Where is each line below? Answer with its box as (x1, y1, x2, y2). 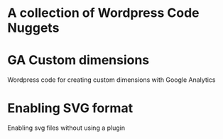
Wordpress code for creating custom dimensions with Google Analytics (7, 75, 216, 84)
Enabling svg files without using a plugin (7, 123, 126, 132)
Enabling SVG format (7, 100, 134, 116)
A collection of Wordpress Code (7, 5, 200, 21)
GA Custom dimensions (7, 52, 150, 68)
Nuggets (7, 20, 60, 36)
